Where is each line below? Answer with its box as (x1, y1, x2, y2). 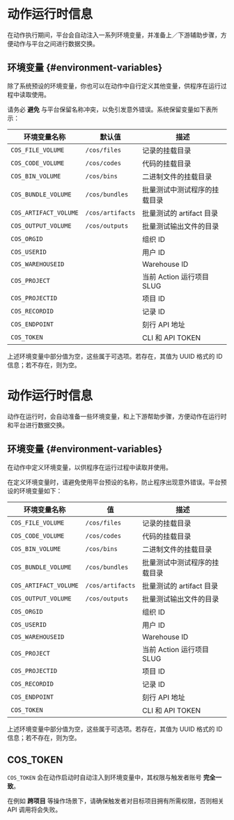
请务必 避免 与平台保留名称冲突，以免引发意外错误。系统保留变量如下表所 (7, 105, 218, 114)
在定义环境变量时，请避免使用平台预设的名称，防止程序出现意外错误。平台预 (7, 478, 227, 486)
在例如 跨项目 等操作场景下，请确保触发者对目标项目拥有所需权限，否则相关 (7, 797, 224, 805)
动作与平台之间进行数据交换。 (13, 39, 99, 47)
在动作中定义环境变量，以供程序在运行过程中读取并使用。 (7, 463, 172, 471)
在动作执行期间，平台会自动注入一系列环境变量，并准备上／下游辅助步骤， (7, 31, 221, 39)
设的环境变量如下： (7, 486, 63, 495)
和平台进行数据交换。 (7, 421, 68, 429)
